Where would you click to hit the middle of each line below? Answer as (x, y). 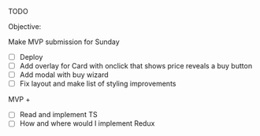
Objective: (25, 26)
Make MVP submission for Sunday (64, 42)
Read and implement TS (58, 115)
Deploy (31, 57)
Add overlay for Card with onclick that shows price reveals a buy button (136, 66)
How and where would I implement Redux (87, 123)
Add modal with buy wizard (64, 75)
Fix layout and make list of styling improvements (98, 84)
